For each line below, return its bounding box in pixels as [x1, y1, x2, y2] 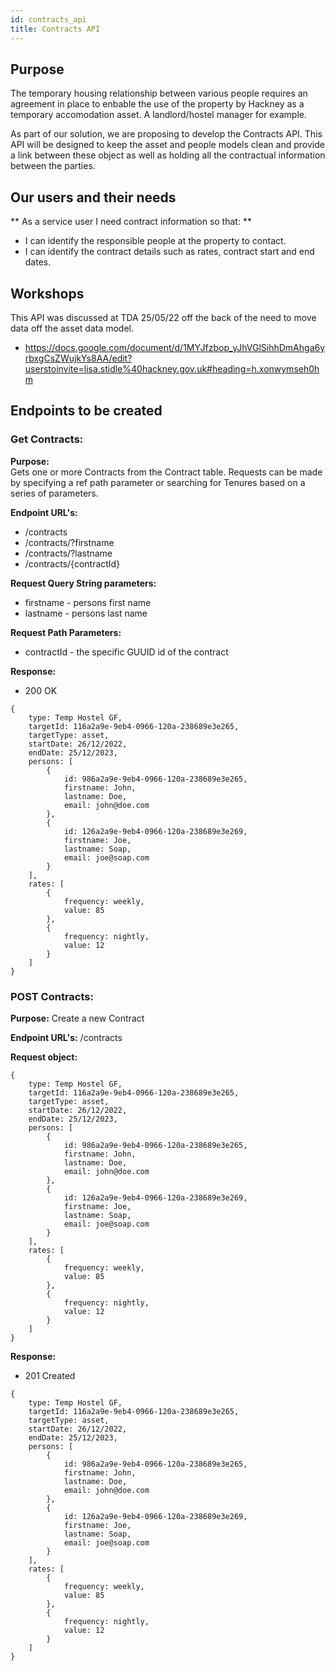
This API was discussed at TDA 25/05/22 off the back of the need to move [10, 311, 317, 323]
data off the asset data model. [10, 322, 135, 334]
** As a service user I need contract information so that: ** [10, 216, 252, 228]
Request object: [10, 1051, 78, 1063]
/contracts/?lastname [24, 547, 113, 559]
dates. [24, 256, 52, 268]
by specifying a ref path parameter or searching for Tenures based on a [10, 476, 306, 488]
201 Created [24, 1369, 76, 1381]
